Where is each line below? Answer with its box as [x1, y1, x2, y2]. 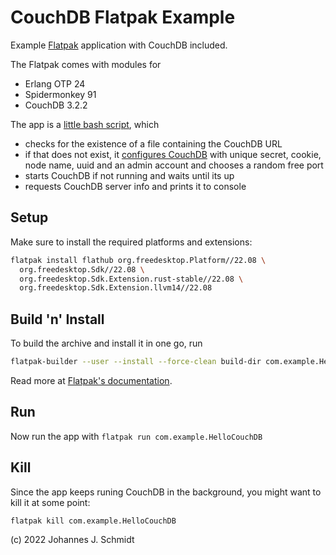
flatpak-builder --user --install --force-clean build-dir [10, 357, 262, 367]
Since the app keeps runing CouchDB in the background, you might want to [10, 486, 322, 498]
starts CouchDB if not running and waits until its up [24, 169, 235, 181]
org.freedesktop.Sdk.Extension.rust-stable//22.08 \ [19, 274, 244, 284]
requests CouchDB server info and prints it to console [24, 180, 247, 192]
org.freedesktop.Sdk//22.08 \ [19, 264, 145, 275]
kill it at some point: [10, 496, 91, 508]
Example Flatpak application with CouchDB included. [10, 39, 228, 51]
